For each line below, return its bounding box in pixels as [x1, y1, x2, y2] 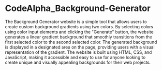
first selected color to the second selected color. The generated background [5, 39, 157, 45]
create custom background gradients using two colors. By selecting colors [5, 23, 153, 29]
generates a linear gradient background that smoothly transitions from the [5, 34, 152, 40]
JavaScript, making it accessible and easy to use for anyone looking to [5, 54, 146, 60]
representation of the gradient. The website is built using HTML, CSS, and [5, 49, 152, 55]
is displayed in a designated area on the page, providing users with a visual [5, 44, 155, 50]
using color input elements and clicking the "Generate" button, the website [5, 29, 154, 35]
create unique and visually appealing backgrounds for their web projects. [5, 59, 151, 65]
